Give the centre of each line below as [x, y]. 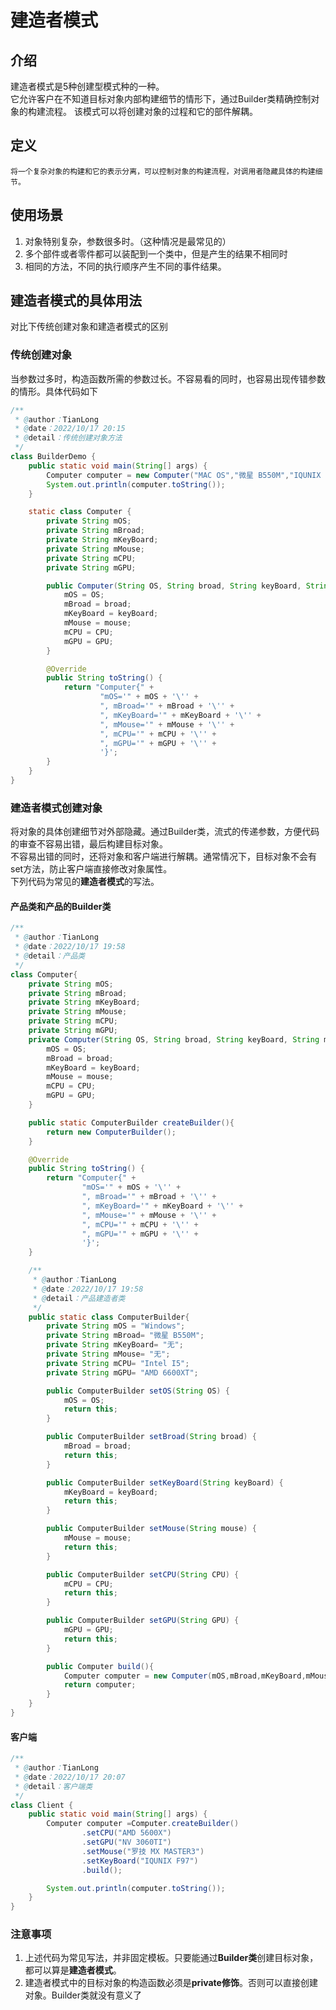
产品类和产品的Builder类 [61, 906]
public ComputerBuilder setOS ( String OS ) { [138, 1391]
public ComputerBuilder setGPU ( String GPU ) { [143, 1621]
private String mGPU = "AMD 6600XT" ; [122, 1372]
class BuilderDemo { [53, 457]
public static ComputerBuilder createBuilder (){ [131, 1122]
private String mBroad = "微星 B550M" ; [125, 1336]
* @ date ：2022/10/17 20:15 [70, 429]
